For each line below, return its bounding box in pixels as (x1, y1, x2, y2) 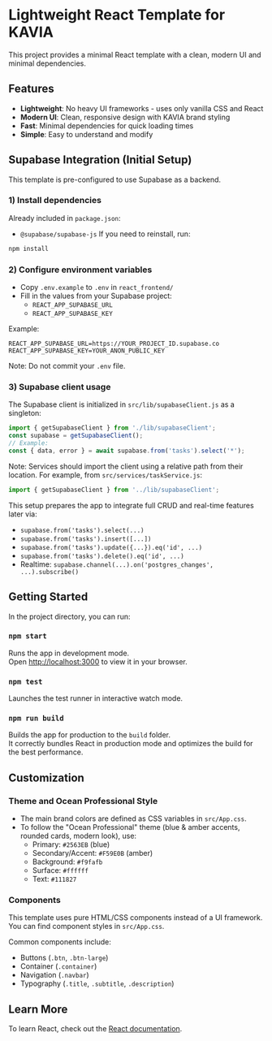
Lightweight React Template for (8, 6, 226, 24)
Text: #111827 (32, 875, 77, 884)
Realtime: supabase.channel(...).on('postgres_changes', (19, 559, 214, 569)
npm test (8, 676, 43, 686)
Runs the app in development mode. (8, 648, 130, 658)
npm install (8, 244, 49, 253)
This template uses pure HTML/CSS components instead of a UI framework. (8, 913, 263, 922)
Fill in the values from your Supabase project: (19, 291, 172, 301)
